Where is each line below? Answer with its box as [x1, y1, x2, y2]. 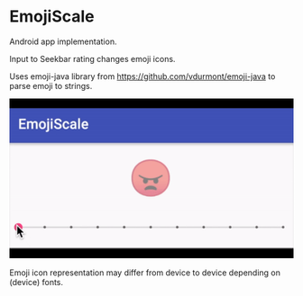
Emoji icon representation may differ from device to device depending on [9, 267, 281, 278]
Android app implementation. [9, 36, 117, 47]
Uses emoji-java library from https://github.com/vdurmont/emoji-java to [9, 70, 276, 82]
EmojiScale [9, 6, 95, 27]
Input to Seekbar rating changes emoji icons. [9, 53, 176, 64]
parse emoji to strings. [9, 80, 93, 91]
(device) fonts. [9, 276, 64, 287]
